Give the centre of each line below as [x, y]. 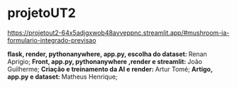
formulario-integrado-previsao [52, 40]
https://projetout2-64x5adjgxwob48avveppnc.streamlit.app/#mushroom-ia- [118, 33]
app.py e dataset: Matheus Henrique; [63, 77]
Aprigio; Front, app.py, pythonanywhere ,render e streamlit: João [105, 61]
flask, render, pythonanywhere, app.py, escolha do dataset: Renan [107, 54]
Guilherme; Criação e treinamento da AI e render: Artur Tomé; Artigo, [110, 69]
